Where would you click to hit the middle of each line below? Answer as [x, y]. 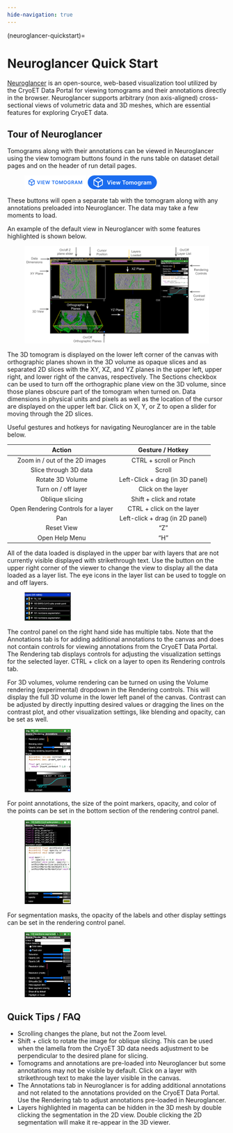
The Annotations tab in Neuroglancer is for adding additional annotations [121, 1086]
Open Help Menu [62, 538]
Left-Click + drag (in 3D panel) [163, 480]
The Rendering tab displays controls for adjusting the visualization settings [114, 654]
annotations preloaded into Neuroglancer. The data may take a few [103, 208]
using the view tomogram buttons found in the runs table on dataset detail [113, 158]
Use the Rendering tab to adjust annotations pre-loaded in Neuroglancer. [122, 1100]
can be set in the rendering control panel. [66, 923]
